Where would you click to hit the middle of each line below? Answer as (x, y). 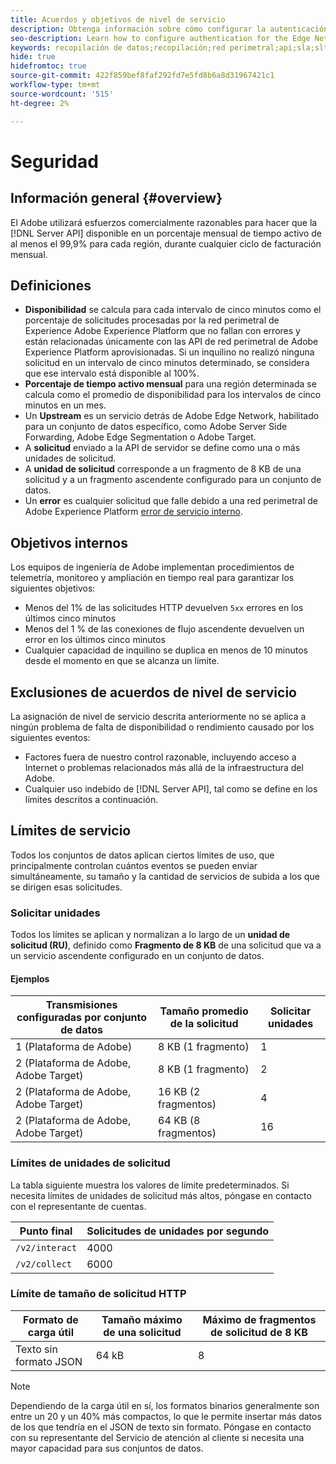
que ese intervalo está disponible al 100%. (112, 373)
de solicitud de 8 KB (258, 1332)
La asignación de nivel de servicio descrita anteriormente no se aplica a (158, 716)
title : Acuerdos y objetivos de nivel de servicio (118, 19)
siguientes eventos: (50, 737)
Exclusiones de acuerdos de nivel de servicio (153, 692)
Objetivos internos (69, 542)
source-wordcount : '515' (62, 94)
